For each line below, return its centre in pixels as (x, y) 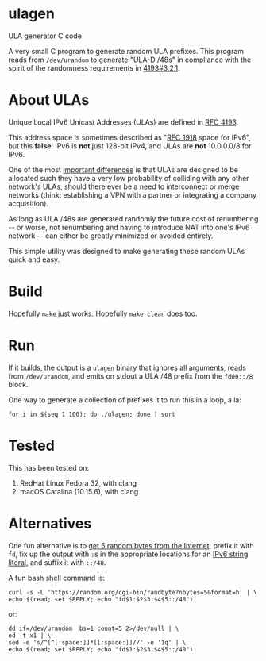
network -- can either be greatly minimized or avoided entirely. (111, 236)
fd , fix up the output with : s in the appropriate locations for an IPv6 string (128, 554)
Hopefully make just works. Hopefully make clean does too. (103, 313)
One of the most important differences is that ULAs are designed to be (123, 169)
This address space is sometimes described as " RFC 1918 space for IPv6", (130, 137)
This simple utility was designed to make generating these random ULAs (127, 251)
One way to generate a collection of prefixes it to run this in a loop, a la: (125, 400)
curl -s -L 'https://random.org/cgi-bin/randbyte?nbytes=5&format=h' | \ (133, 592)
